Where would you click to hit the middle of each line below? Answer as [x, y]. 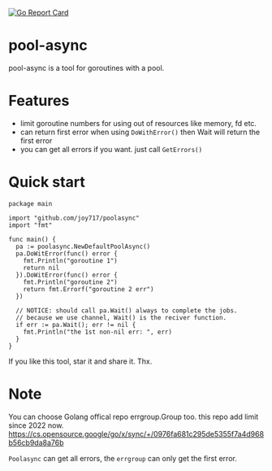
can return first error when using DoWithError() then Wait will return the [140, 132]
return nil [41, 268]
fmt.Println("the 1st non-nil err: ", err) [98, 332]
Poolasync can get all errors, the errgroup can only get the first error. [123, 458]
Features [39, 101]
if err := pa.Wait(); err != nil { [76, 325]
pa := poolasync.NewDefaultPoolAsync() [83, 246]
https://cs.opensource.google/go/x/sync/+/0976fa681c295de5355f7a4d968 [136, 434]
